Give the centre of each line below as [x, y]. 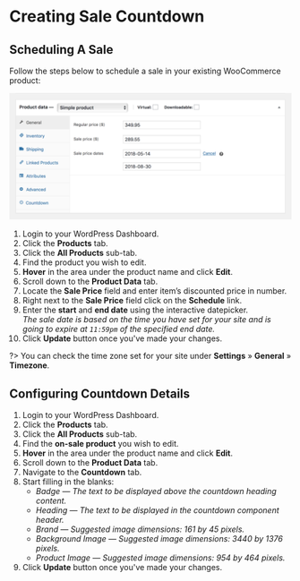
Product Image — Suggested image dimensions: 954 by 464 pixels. [160, 558]
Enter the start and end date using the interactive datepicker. [135, 310]
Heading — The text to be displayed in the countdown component [157, 510]
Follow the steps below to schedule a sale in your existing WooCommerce [145, 71]
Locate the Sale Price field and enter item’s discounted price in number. [154, 291]
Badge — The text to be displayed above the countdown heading [156, 491]
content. [51, 501]
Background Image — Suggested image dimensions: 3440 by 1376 [159, 539]
